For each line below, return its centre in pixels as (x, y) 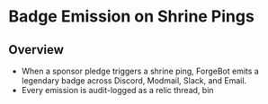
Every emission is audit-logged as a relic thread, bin (117, 90)
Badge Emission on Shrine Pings (132, 17)
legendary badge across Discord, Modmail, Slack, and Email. (134, 81)
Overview (36, 50)
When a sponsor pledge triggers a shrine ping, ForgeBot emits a (140, 71)
